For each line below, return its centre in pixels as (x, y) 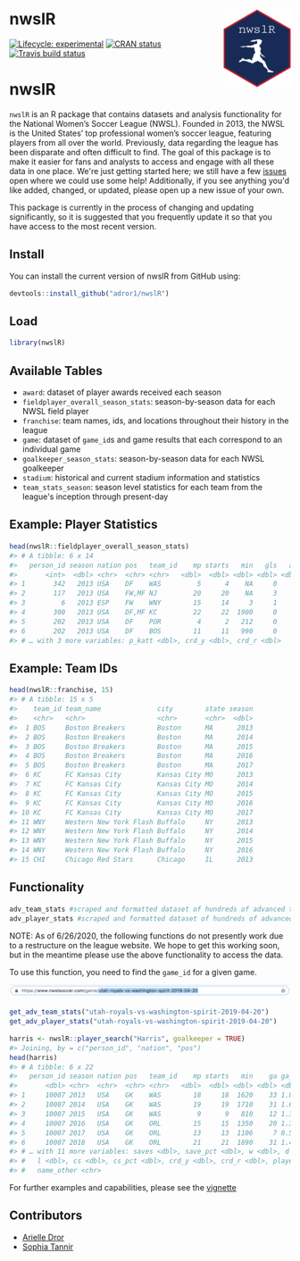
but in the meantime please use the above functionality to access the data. (146, 955)
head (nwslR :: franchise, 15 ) (62, 690)
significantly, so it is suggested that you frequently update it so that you (141, 217)
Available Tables (56, 371)
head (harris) (33, 1057)
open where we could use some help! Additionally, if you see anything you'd (150, 180)
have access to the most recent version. (83, 226)
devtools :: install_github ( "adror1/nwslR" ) (89, 293)
